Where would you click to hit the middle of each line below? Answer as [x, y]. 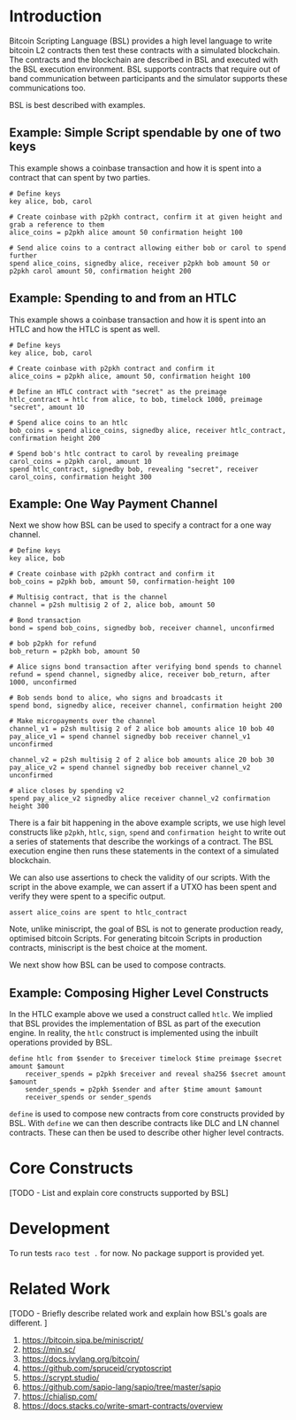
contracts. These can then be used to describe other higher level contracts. [147, 1133]
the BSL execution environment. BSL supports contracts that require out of [145, 69]
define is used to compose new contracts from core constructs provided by [147, 1114]
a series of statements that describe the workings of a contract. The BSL [141, 842]
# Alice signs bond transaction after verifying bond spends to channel [146, 667]
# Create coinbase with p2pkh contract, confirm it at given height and [146, 217]
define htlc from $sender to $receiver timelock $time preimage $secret [146, 1059]
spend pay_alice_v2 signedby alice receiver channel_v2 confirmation [140, 799]
